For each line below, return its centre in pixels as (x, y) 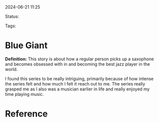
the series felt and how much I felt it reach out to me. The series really (75, 84)
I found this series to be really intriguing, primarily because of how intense (79, 78)
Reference (26, 114)
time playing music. (25, 94)
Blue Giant (26, 45)
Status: (12, 16)
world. (11, 69)
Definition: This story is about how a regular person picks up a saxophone (79, 59)
